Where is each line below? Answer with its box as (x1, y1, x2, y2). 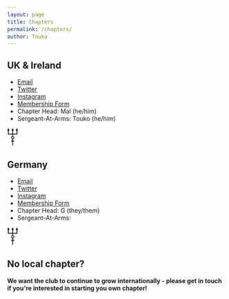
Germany (7, 159, 48, 171)
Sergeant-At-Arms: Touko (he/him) (17, 115, 116, 123)
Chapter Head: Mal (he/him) (17, 107, 97, 115)
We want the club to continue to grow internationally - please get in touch (7, 276, 222, 284)
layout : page (7, 11, 45, 18)
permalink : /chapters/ (7, 26, 72, 32)
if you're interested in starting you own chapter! (7, 284, 148, 292)
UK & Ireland (7, 59, 62, 71)
